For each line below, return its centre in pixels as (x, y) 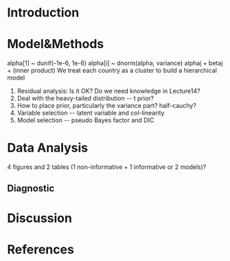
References (41, 249)
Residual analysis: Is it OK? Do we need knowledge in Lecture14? (108, 91)
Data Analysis (48, 148)
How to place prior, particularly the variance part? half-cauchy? (107, 106)
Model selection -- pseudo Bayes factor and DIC (85, 120)
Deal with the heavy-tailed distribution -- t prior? (85, 98)
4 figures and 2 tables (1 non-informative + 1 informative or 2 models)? (107, 167)
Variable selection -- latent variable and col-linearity (91, 113)
